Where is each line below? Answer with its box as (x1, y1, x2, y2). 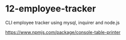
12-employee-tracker (5, 3, 96, 14)
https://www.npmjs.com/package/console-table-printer (5, 29, 121, 35)
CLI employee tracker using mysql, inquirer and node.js (5, 19, 120, 25)
